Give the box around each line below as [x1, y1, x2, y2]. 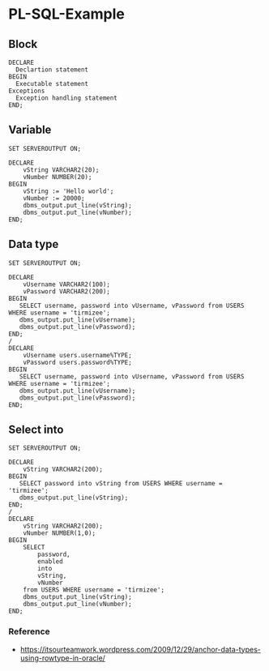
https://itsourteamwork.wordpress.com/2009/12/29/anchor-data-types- [19, 644, 261, 654]
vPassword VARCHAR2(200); [23, 287, 111, 296]
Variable [8, 123, 52, 137]
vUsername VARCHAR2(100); [23, 280, 111, 288]
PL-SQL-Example [8, 5, 126, 24]
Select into [8, 423, 64, 437]
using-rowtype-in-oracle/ [19, 653, 105, 663]
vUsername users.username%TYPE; [23, 351, 132, 359]
